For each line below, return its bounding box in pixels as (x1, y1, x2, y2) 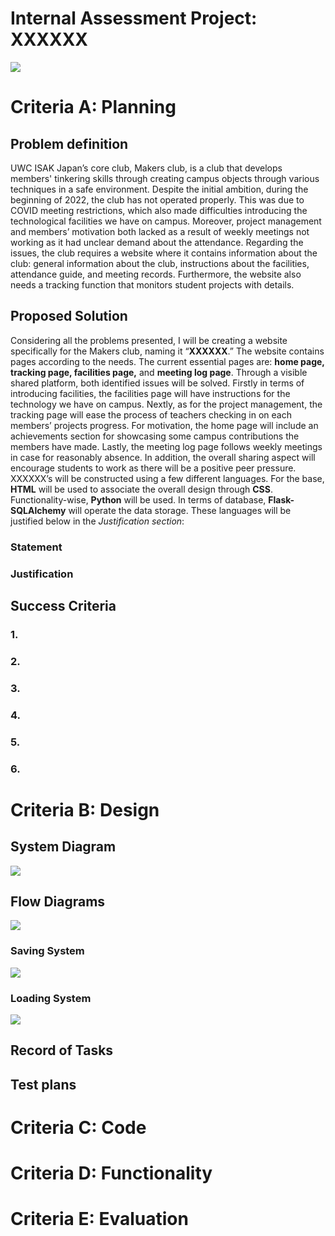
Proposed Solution (10, 308, 128, 325)
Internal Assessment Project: (10, 7, 258, 30)
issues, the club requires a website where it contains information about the (10, 247, 318, 259)
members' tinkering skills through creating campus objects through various (10, 172, 320, 184)
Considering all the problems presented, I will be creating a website (10, 334, 288, 346)
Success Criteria (10, 597, 117, 614)
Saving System (10, 944, 85, 958)
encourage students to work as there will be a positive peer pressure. (10, 462, 297, 474)
